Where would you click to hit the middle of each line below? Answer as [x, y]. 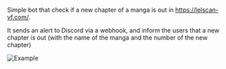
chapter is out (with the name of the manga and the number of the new [108, 38]
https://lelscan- [197, 10]
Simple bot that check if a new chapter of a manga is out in [90, 10]
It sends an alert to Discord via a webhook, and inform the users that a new [113, 30]
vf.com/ [18, 17]
